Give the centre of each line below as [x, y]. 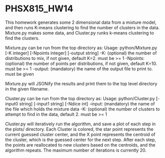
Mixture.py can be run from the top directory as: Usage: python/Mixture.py [81, 48]
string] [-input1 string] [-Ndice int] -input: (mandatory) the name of [87, 104]
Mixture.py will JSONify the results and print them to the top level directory [81, 83]
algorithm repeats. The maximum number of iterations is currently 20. [76, 150]
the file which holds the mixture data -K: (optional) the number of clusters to [82, 109]
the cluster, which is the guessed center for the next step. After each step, [81, 140]
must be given [20, 74]
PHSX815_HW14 [39, 9]
